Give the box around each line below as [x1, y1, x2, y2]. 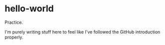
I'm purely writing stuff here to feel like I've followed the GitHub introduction [4, 29, 161, 35]
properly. [4, 34, 23, 40]
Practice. [4, 19, 23, 25]
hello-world [4, 3, 54, 14]
